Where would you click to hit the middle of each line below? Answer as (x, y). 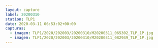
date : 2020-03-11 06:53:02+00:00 (41, 24)
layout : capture (22, 10)
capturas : (16, 28)
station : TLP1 (20, 19)
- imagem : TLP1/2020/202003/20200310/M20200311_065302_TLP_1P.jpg (82, 33)
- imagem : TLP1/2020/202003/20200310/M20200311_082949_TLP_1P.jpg (82, 38)
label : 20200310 (22, 14)
